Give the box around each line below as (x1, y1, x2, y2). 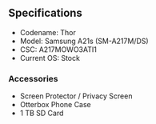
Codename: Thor (19, 27, 76, 37)
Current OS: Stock (19, 53, 80, 62)
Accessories (8, 73, 58, 84)
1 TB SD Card (19, 108, 64, 118)
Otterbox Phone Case (19, 100, 92, 110)
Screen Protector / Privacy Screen (19, 91, 133, 101)
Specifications (8, 6, 82, 20)
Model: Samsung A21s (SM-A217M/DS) (19, 36, 150, 46)
